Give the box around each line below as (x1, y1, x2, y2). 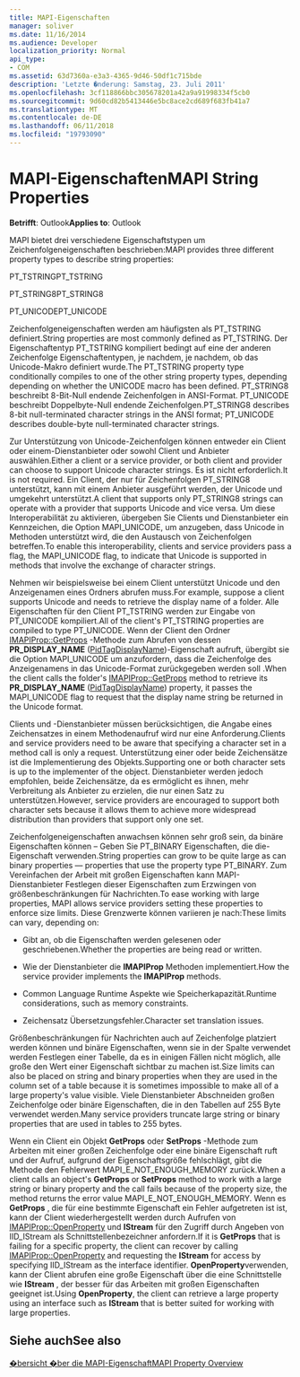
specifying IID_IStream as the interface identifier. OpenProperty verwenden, (9, 1259, 289, 1270)
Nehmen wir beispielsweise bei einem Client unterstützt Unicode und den (9, 577, 280, 588)
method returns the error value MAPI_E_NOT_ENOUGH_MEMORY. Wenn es (9, 1192, 287, 1203)
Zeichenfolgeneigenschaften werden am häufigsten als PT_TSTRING (9, 323, 261, 334)
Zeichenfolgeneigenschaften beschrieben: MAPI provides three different (9, 244, 275, 255)
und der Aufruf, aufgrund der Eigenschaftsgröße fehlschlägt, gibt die (9, 1155, 262, 1165)
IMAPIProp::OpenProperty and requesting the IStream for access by (9, 1250, 261, 1260)
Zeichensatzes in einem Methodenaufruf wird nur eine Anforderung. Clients (9, 728, 286, 738)
